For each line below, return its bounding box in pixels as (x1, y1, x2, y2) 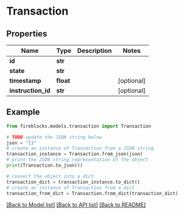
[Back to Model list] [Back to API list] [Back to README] (6, 201, 146, 209)
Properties (6, 29, 48, 39)
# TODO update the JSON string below (6, 134, 102, 140)
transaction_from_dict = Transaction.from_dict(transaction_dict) (6, 190, 179, 196)
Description (77, 47, 112, 55)
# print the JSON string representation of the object (6, 157, 149, 163)
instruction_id (9, 86, 51, 95)
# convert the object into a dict (6, 173, 94, 179)
